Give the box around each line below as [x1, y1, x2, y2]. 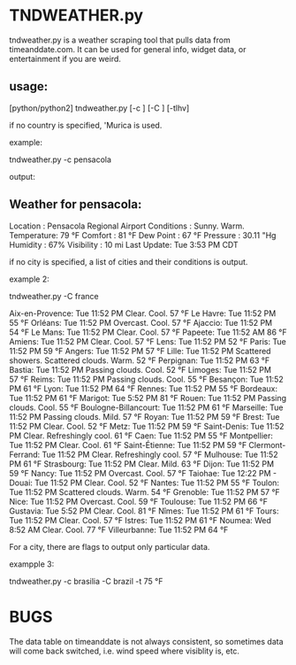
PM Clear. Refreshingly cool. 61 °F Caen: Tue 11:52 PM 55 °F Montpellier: [9, 430, 274, 441]
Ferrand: [9, 449, 41, 460]
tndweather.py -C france [9, 290, 99, 301]
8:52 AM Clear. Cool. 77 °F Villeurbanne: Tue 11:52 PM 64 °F [9, 524, 229, 535]
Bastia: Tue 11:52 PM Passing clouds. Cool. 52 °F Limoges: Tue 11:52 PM [9, 364, 272, 375]
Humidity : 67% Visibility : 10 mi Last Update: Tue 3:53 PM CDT [9, 239, 239, 250]
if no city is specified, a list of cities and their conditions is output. [9, 256, 248, 267]
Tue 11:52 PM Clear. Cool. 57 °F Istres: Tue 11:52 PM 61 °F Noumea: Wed [9, 514, 272, 525]
